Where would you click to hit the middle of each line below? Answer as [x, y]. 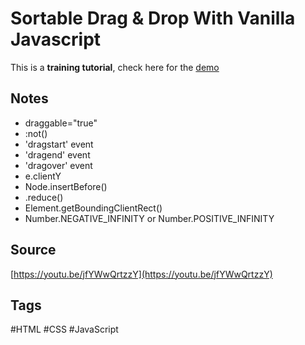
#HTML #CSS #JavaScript [64, 329]
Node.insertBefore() [66, 186]
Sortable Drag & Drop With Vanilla [153, 18]
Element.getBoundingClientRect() [93, 208]
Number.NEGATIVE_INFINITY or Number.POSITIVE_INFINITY [149, 218]
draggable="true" [61, 123]
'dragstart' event [59, 144]
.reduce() [44, 197]
